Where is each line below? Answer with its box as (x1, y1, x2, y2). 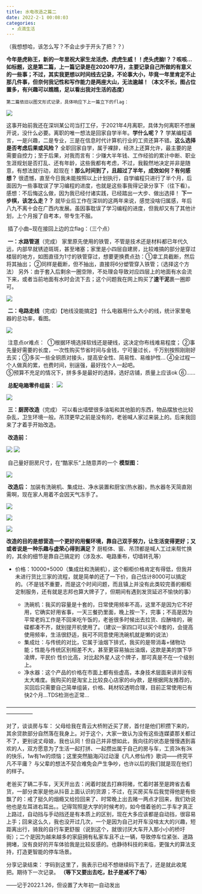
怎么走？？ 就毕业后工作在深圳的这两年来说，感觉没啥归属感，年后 (26, 197, 192, 204)
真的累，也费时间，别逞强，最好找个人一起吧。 (22, 361, 138, 369)
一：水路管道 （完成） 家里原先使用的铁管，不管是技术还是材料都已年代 (7, 238, 183, 245)
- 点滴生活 (11, 25, 35, 32)
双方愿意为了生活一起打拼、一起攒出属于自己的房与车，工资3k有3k (26, 745, 192, 752)
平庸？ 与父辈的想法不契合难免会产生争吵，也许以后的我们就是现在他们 (16, 760, 192, 767)
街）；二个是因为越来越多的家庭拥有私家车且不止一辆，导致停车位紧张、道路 (6, 833, 194, 840)
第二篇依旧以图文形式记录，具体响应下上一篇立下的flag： (6, 99, 129, 106)
